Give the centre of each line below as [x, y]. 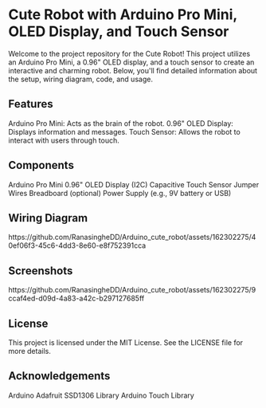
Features [31, 104]
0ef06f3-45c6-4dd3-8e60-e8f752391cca [77, 245]
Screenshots [41, 271]
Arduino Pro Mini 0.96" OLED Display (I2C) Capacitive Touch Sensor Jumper [134, 184]
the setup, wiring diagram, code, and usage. [81, 79]
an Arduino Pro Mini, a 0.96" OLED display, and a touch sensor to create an [131, 62]
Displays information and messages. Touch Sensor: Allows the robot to [124, 131]
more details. [30, 351]
